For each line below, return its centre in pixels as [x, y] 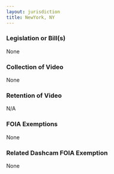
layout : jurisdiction [33, 12]
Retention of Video [34, 95]
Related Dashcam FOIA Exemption [57, 152]
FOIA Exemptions [32, 124]
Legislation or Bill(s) [36, 38]
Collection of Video [35, 67]
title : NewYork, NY [31, 17]
